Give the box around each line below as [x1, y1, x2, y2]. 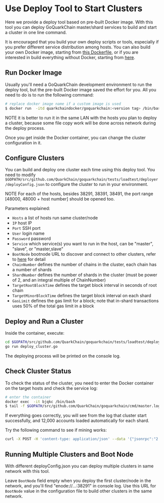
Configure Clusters [5, 154, 64, 162]
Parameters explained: [5, 205, 50, 211]
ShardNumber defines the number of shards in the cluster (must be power [12, 272, 158, 278]
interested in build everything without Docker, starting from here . [5, 54, 135, 60]
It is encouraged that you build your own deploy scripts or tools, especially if [5, 39, 159, 44]
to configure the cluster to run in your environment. [45, 181, 148, 187]
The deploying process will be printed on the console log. [5, 353, 121, 359]
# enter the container [5, 395, 51, 400]
